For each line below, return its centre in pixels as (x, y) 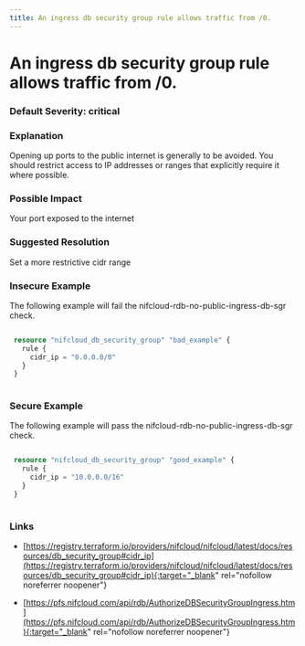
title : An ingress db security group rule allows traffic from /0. (141, 18)
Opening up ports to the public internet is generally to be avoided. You (142, 155)
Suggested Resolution (59, 242)
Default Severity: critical (65, 111)
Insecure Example (50, 286)
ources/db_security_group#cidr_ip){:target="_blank (119, 576)
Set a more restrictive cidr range (70, 262)
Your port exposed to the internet (72, 218)
